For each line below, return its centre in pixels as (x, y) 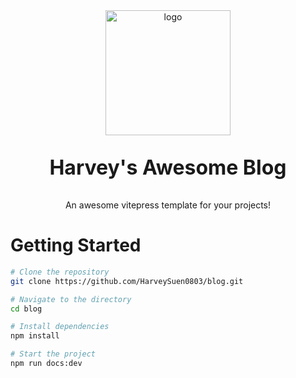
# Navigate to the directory (71, 299)
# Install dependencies (60, 327)
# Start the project (53, 354)
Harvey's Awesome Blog (168, 167)
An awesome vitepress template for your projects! (168, 205)
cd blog (26, 309)
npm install (35, 336)
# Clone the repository (60, 272)
